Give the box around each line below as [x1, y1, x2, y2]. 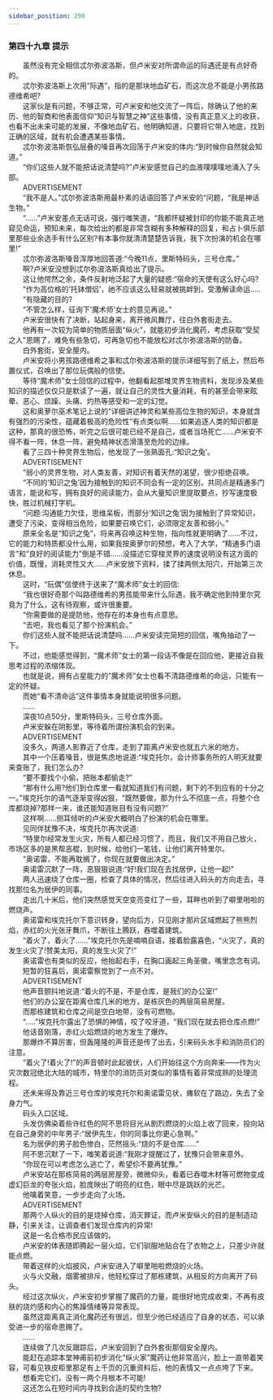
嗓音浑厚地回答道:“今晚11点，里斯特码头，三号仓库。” [64, 253, 240, 263]
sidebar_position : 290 [8, 11, 85, 20]
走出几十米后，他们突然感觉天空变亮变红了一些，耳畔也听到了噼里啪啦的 [22, 895, 265, 904]
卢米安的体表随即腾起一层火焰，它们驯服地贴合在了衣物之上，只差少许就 [22, 1240, 265, 1250]
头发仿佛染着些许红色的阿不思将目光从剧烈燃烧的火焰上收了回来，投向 [22, 1118, 258, 1128]
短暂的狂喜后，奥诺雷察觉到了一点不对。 [22, 965, 158, 975]
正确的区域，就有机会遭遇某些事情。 [8, 131, 130, 141]
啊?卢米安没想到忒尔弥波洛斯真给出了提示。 [22, 264, 169, 273]
